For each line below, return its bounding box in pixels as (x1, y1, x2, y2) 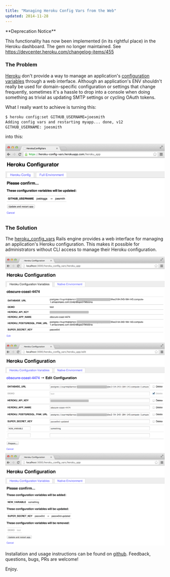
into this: (5, 133, 24, 139)
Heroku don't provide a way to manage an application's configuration (5, 72, 150, 78)
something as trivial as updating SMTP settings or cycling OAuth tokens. (5, 94, 156, 100)
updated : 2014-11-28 (5, 13, 49, 19)
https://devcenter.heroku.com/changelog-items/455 (5, 49, 114, 55)
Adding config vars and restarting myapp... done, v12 (5, 119, 123, 125)
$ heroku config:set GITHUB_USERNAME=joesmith (5, 114, 105, 119)
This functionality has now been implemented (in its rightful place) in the (5, 38, 156, 44)
